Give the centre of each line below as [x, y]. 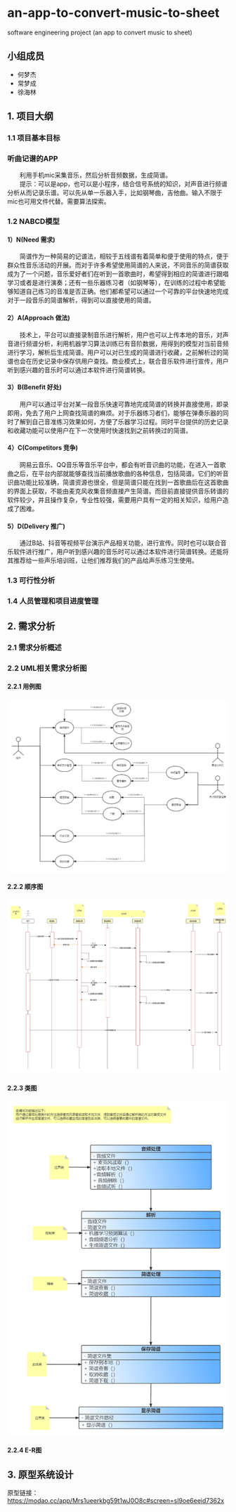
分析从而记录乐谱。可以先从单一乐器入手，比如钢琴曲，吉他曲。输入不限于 [115, 193]
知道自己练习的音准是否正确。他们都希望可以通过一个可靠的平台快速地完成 [121, 291]
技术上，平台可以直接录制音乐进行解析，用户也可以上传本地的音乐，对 [121, 334]
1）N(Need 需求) [31, 239]
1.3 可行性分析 [31, 581]
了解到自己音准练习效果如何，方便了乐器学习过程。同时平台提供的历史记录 [121, 421]
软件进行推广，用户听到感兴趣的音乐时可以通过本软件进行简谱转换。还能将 [121, 552]
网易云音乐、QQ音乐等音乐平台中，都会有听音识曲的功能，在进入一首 [120, 465]
